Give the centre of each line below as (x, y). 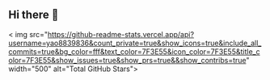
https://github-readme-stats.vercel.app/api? (121, 34)
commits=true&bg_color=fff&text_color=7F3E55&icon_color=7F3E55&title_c (134, 51)
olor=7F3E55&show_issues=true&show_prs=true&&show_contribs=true (127, 60)
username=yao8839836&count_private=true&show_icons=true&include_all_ (135, 43)
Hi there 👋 (34, 15)
